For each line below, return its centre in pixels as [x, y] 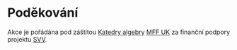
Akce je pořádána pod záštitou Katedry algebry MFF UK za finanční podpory [119, 32]
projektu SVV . [27, 39]
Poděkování [43, 13]
